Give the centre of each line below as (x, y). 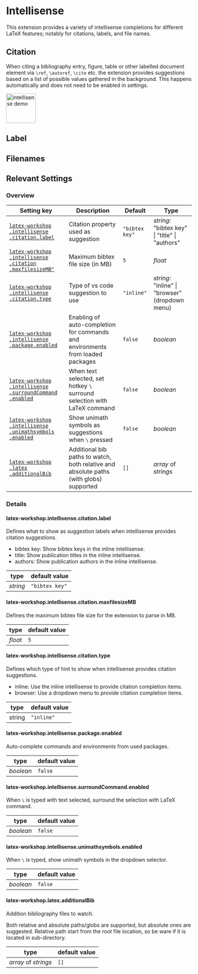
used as (80, 232)
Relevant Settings (39, 178)
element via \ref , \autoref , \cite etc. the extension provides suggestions (95, 73)
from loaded (85, 354)
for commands (89, 332)
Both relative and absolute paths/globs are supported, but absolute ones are (99, 925)
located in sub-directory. (36, 937)
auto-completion (92, 325)
